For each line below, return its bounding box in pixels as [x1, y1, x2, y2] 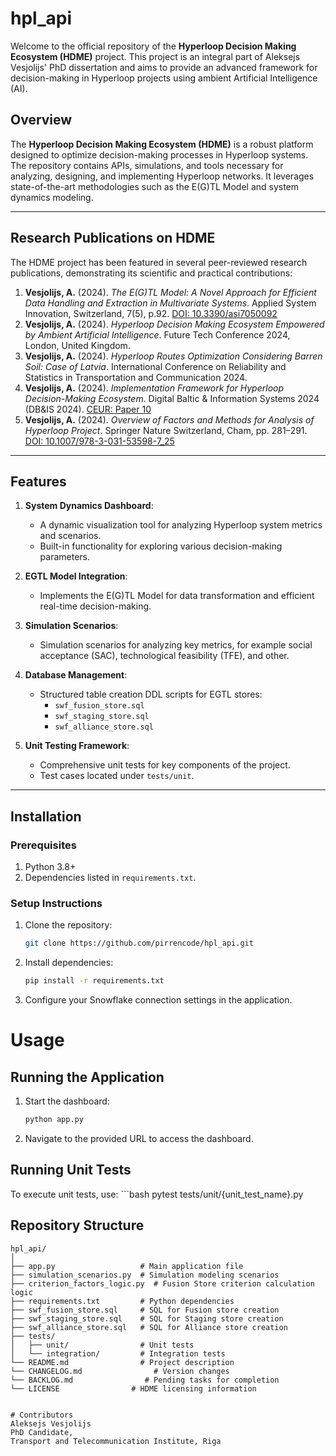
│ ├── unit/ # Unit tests [10, 1340, 195, 1350]
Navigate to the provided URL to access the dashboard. [24, 1132, 254, 1144]
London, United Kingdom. [24, 339, 131, 351]
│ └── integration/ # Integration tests [10, 1348, 226, 1359]
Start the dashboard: [24, 1095, 110, 1107]
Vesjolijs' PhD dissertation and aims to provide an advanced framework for [10, 61, 318, 73]
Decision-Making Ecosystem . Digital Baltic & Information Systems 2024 [24, 392, 320, 404]
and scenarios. [39, 530, 102, 542]
